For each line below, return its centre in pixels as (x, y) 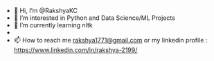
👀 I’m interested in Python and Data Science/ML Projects (94, 18)
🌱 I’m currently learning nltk (53, 25)
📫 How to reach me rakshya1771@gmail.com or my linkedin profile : (110, 40)
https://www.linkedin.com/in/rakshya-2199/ (75, 50)
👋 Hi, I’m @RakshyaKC (46, 11)
